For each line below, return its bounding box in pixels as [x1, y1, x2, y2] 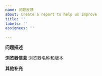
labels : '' [5, 21, 28, 26]
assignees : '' [5, 26, 35, 31]
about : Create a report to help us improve [5, 12, 97, 17]
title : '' [5, 16, 26, 21]
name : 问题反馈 [5, 7, 34, 12]
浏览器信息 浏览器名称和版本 [5, 55, 63, 61]
